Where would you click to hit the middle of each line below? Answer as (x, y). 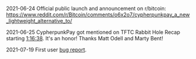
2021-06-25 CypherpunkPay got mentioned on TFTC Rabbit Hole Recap (93, 32)
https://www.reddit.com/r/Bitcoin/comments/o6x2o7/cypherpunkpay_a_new (98, 15)
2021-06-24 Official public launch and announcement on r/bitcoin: (86, 8)
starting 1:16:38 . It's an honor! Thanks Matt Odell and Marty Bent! (85, 38)
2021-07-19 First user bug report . (46, 50)
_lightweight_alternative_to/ (39, 21)
